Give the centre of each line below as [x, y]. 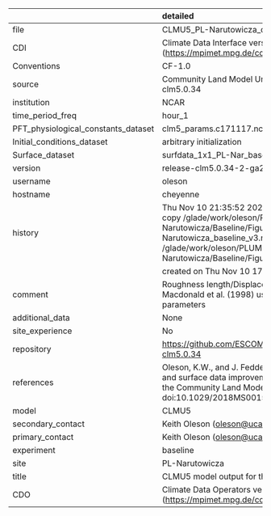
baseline [178, 450]
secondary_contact [48, 424]
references [33, 382]
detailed [178, 16]
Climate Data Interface [204, 42]
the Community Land [202, 387]
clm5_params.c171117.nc [213, 129]
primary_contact [43, 437]
